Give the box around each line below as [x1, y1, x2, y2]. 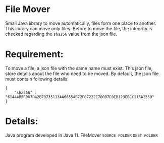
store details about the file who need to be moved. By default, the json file [5, 70, 159, 77]
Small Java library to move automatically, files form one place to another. [5, 20, 156, 26]
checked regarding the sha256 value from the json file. [5, 31, 118, 37]
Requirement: [5, 49, 64, 60]
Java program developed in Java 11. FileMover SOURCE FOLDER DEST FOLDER [5, 132, 158, 138]
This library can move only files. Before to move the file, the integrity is [5, 25, 152, 31]
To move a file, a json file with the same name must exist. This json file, [5, 65, 153, 71]
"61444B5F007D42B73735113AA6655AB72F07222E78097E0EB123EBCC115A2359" [5, 94, 155, 99]
